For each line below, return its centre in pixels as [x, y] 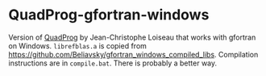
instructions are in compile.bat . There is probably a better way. [113, 63]
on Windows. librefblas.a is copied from [78, 45]
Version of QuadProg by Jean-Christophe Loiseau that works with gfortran [132, 37]
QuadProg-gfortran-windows [109, 15]
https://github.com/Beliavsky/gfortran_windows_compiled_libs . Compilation [133, 54]
